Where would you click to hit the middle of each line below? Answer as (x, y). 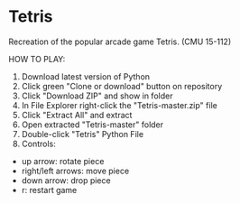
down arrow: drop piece (66, 180)
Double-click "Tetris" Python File (83, 134)
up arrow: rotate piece (63, 161)
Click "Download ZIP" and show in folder (97, 96)
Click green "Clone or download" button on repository (122, 86)
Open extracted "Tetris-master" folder (92, 125)
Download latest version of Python (86, 76)
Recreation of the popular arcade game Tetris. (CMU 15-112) (120, 42)
